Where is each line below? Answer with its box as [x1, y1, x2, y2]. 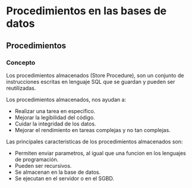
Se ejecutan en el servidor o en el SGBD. [14, 174, 115, 182]
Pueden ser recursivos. [14, 162, 72, 169]
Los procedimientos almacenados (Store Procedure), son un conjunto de [6, 71, 184, 79]
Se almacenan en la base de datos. [14, 168, 101, 176]
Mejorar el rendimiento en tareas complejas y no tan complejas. [14, 126, 171, 133]
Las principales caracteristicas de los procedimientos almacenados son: [6, 138, 183, 145]
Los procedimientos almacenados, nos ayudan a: [6, 96, 127, 103]
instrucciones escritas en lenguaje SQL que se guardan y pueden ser [6, 78, 175, 85]
